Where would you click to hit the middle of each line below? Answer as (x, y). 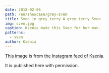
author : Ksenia (21, 42)
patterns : (15, 33)
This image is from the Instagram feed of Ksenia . (55, 56)
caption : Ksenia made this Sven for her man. (53, 28)
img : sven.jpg (20, 23)
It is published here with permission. (42, 65)
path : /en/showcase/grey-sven (36, 14)
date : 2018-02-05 (23, 10)
